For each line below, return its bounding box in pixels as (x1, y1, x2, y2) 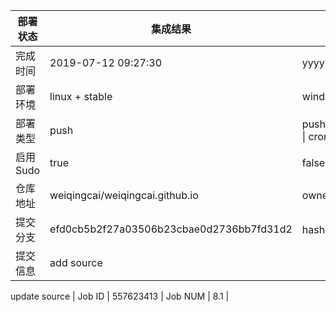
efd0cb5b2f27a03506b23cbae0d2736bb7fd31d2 (49, 222, 293, 236)
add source (49, 256, 103, 269)
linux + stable (49, 90, 113, 103)
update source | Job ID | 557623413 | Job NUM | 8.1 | (10, 290, 230, 302)
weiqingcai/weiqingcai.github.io (49, 189, 199, 202)
